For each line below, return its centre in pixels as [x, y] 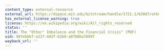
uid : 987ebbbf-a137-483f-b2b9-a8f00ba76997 [50, 37]
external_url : [20, 14]
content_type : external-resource [39, 9]
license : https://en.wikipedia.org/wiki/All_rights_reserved [69, 23]
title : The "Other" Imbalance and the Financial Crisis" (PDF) [71, 32]
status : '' [16, 28]
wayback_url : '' [21, 41]
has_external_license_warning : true [42, 18]
